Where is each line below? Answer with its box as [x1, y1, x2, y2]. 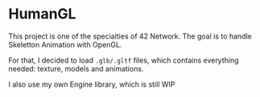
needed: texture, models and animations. [8, 63, 144, 73]
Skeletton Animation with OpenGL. [8, 39, 122, 49]
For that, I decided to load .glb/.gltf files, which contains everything [8, 55, 239, 65]
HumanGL [8, 5, 76, 23]
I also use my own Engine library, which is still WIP [8, 79, 175, 89]
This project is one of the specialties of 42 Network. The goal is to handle [8, 31, 252, 41]
